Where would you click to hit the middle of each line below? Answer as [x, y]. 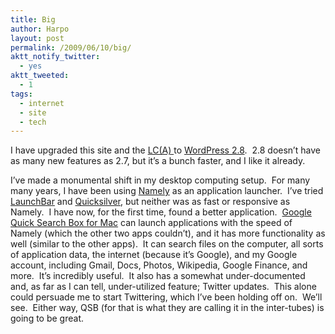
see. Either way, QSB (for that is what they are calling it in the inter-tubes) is [167, 308]
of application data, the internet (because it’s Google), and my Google [154, 255]
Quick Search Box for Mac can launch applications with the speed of [151, 223]
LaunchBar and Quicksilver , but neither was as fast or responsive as [150, 202]
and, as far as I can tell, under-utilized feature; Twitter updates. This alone [163, 287]
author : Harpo [40, 29]
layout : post [37, 38]
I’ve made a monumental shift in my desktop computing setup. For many [160, 180]
